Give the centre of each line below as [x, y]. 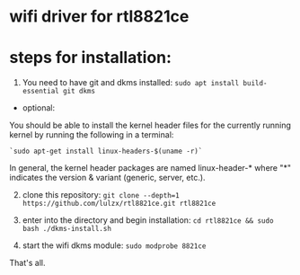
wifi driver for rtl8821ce [99, 17]
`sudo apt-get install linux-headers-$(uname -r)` [106, 151]
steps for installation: [91, 58]
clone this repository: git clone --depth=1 [101, 195]
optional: [39, 108]
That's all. [27, 263]
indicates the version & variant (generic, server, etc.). [107, 178]
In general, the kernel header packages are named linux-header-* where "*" [150, 168]
